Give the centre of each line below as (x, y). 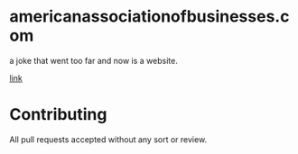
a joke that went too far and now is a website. (93, 60)
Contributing (58, 115)
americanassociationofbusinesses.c (149, 17)
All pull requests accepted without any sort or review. (108, 139)
